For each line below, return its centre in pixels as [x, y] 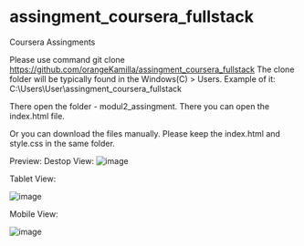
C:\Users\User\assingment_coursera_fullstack [96, 88]
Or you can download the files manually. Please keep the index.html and [145, 133]
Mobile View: [34, 214]
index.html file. [37, 116]
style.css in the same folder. [63, 143]
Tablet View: [33, 179]
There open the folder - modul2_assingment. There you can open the [140, 106]
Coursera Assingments [52, 42]
